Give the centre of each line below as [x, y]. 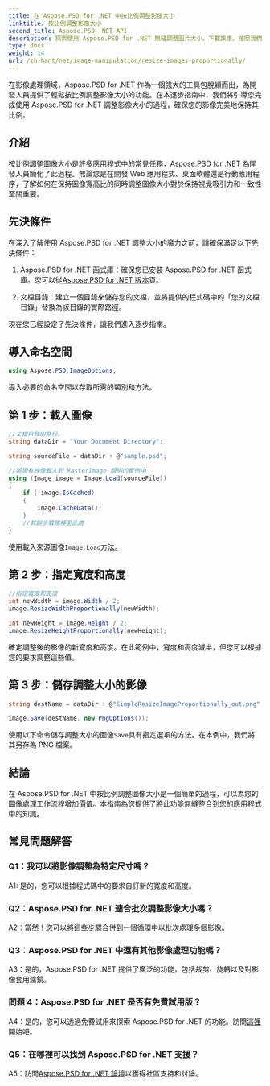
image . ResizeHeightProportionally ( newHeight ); [88, 630]
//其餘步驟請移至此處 [53, 523]
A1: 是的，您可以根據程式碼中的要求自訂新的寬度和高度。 [102, 886]
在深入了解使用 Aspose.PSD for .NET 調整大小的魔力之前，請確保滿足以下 [130, 242]
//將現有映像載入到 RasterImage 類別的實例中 [77, 471]
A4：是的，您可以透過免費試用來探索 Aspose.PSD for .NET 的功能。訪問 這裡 [135, 1021]
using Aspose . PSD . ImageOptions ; [62, 371]
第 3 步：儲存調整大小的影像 [78, 685]
